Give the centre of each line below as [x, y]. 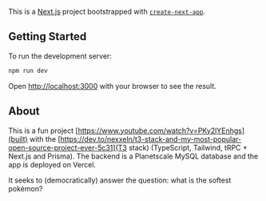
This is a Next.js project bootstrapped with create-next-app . [107, 12]
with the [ [45, 139]
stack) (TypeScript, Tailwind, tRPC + [188, 147]
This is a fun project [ [43, 131]
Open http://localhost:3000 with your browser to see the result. [113, 86]
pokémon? [26, 188]
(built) [18, 139]
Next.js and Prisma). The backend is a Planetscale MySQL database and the [133, 156]
